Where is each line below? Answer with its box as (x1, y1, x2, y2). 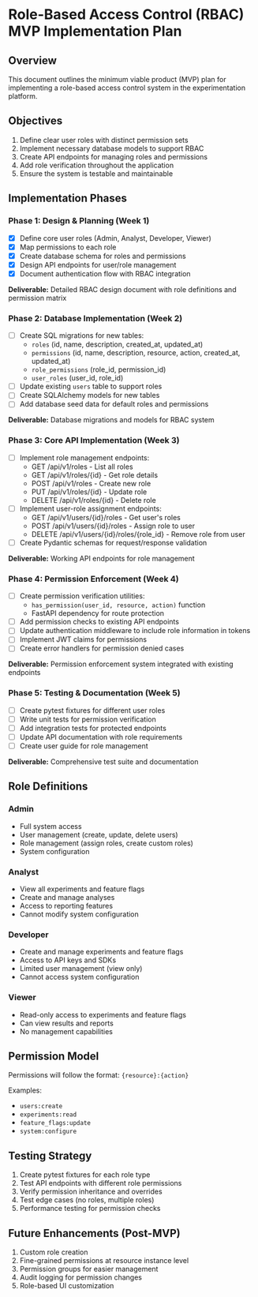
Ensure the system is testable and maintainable (19, 168, 174, 178)
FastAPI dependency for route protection (31, 609, 164, 618)
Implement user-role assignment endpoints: (19, 504, 162, 513)
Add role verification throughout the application (19, 160, 174, 170)
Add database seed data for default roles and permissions (19, 399, 209, 409)
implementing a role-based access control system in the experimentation (8, 83, 246, 92)
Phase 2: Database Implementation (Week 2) (8, 313, 183, 324)
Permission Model (8, 1050, 99, 1063)
